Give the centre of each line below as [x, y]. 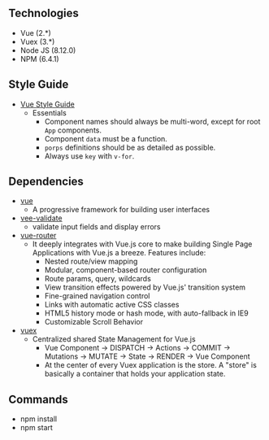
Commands [39, 399]
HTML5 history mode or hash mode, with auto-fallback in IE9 [147, 313]
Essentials [49, 112]
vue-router [38, 236]
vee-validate [41, 218]
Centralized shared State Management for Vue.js [114, 339]
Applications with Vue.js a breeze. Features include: [119, 253]
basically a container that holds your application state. [135, 374]
